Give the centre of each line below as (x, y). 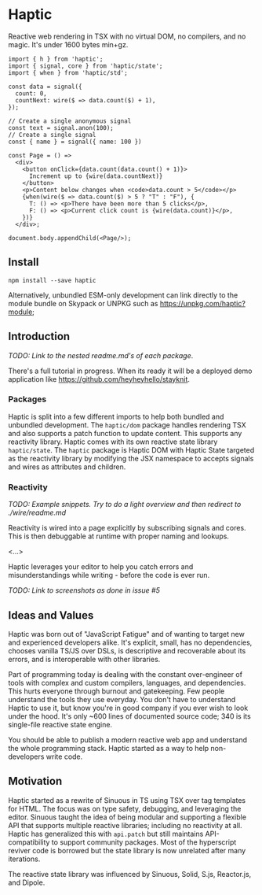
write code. (64, 756)
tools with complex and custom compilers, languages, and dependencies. (127, 682)
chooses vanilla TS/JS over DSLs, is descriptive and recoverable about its (127, 650)
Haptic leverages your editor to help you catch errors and (101, 567)
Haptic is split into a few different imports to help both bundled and (116, 416)
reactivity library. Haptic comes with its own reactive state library (113, 442)
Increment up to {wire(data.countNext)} (96, 176)
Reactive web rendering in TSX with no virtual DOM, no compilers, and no (127, 36)
